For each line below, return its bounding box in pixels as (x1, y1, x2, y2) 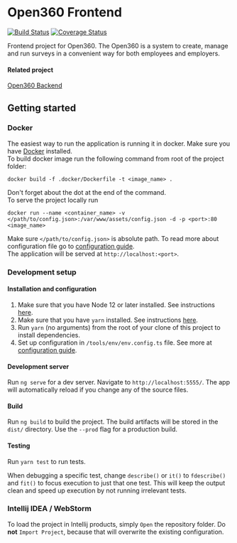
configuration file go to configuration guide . (7, 242, 135, 250)
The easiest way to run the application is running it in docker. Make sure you (7, 139, 231, 148)
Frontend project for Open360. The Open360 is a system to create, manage (7, 41, 228, 50)
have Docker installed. (7, 146, 73, 155)
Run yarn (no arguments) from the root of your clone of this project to (17, 323, 221, 331)
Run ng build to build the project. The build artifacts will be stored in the (7, 417, 219, 426)
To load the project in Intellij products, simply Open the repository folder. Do (7, 520, 226, 528)
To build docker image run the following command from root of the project (7, 154, 225, 163)
